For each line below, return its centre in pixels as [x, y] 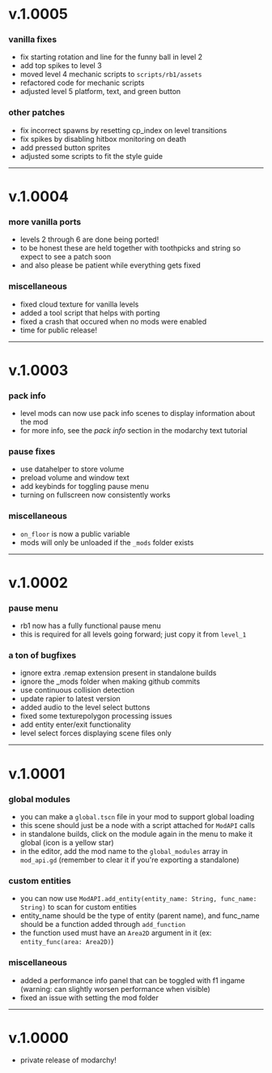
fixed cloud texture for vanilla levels [79, 304]
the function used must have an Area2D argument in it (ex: [116, 933]
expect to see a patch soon [66, 257]
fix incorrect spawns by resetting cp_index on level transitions [123, 130]
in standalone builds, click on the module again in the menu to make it [136, 834]
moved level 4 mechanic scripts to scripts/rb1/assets [111, 75]
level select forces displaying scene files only [96, 733]
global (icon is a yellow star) [67, 842]
